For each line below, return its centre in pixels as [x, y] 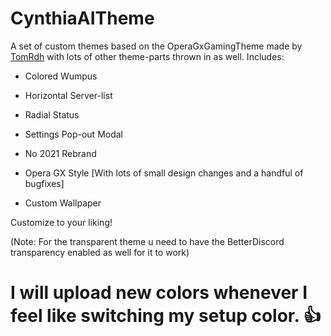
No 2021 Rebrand [60, 153]
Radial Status [52, 114]
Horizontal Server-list [68, 95]
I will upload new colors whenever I [159, 293]
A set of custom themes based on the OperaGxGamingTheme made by [156, 46]
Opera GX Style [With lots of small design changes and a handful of [164, 173]
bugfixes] [44, 183]
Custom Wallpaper [63, 203]
